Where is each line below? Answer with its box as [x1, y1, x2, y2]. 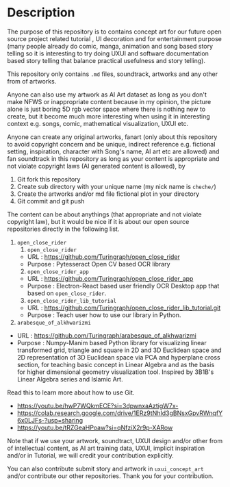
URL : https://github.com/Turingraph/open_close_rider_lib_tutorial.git [27, 303, 221, 312]
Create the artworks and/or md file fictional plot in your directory [16, 190, 200, 198]
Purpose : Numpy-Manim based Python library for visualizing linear [16, 338, 207, 347]
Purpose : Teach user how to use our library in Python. [27, 310, 181, 319]
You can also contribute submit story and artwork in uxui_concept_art [7, 464, 204, 473]
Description [7, 5, 75, 21]
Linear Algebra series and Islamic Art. [16, 375, 123, 383]
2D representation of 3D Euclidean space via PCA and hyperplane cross [16, 353, 220, 361]
